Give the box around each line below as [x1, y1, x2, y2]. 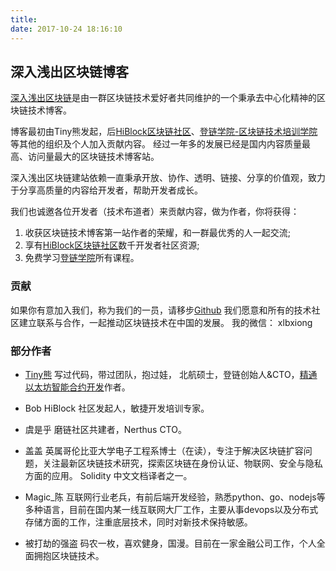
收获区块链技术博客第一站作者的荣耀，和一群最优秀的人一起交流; [24, 227, 292, 239]
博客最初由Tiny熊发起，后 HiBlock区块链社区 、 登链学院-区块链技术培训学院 [10, 126, 318, 138]
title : [10, 14, 38, 25]
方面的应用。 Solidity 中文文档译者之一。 [24, 469, 193, 481]
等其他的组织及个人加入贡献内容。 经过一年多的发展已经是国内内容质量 [10, 138, 302, 150]
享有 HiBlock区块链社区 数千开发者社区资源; [24, 239, 200, 251]
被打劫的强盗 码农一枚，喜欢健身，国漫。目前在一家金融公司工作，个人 [24, 537, 317, 549]
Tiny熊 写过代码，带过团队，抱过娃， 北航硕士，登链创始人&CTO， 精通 [24, 368, 318, 380]
